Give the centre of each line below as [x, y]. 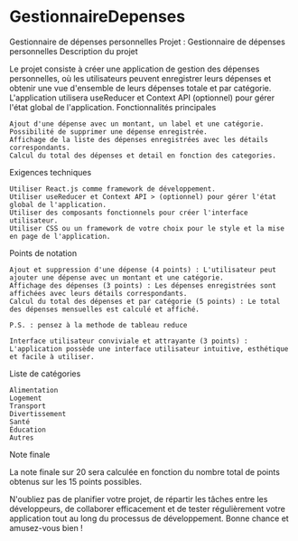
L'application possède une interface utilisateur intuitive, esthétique [149, 349]
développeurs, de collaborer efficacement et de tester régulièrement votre [148, 508]
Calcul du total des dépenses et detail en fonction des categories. [143, 156]
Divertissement [38, 413]
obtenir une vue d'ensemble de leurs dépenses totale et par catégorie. [140, 88]
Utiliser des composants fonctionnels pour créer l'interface [129, 213]
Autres [22, 437]
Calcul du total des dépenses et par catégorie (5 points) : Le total [145, 301]
